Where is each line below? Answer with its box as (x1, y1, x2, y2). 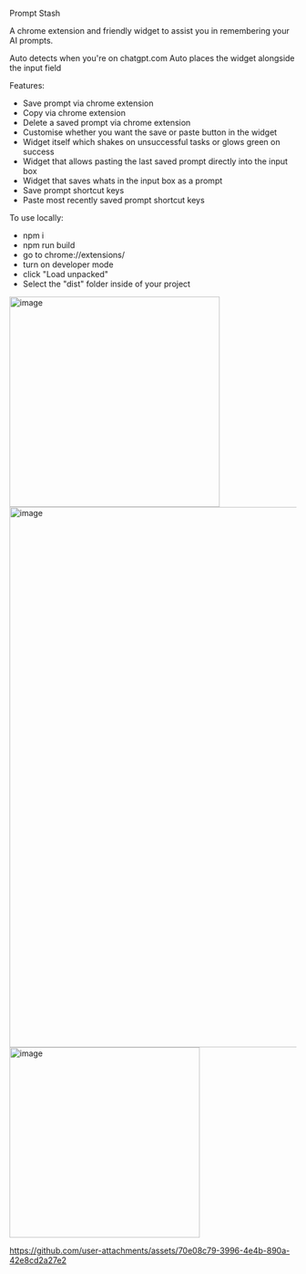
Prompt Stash (9, 8, 61, 18)
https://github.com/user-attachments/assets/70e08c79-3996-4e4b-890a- (9, 1245, 291, 1256)
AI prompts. (9, 36, 54, 46)
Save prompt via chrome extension (22, 98, 154, 109)
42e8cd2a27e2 (9, 1255, 66, 1266)
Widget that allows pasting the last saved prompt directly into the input (22, 156, 289, 167)
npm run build (22, 240, 76, 250)
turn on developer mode (22, 259, 114, 270)
